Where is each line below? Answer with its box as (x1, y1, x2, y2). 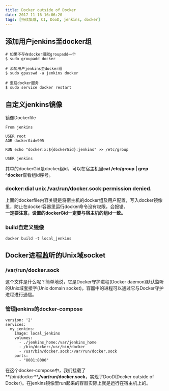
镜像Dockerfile (5, 115, 36, 120)
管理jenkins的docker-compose (5, 305, 83, 312)
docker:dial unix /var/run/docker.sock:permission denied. (5, 185, 152, 192)
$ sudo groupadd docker (5, 57, 56, 62)
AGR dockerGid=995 (5, 138, 44, 143)
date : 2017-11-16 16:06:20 (5, 12, 63, 17)
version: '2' (5, 317, 33, 323)
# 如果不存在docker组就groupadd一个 (5, 52, 76, 57)
